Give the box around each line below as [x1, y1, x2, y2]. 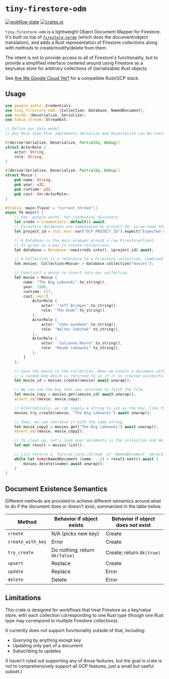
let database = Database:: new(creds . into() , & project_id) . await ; [14, 247, 154, 253]
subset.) [5, 668, 23, 674]
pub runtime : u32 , [14, 186, 53, 192]
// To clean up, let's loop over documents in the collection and [14, 438, 156, 443]
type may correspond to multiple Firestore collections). [5, 618, 119, 623]
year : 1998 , [23, 284, 49, 289]
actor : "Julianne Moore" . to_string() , [41, 341, 123, 346]
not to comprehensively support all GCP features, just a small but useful [5, 663, 154, 669]
